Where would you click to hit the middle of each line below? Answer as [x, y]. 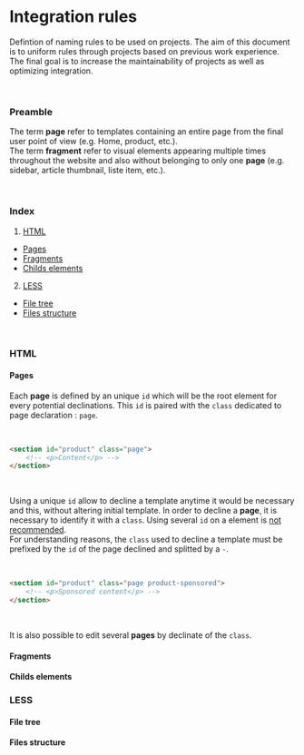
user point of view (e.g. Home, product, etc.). [94, 142]
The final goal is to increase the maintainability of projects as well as [137, 61]
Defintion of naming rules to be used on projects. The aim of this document [150, 42]
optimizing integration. [51, 71]
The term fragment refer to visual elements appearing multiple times [137, 151]
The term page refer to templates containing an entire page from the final [147, 132]
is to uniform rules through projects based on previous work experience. [144, 51]
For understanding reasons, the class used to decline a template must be [146, 539]
